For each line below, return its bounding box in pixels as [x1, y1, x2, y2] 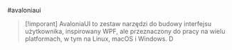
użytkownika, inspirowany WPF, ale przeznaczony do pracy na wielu [24, 27, 226, 35]
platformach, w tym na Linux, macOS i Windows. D [24, 35, 174, 43]
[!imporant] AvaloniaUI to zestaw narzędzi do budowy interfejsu [24, 20, 212, 27]
